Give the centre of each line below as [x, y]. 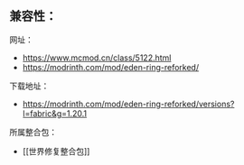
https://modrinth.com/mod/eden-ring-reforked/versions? [128, 104]
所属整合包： [33, 132]
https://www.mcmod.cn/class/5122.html [97, 58]
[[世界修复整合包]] [56, 151]
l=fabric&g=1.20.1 [55, 113]
